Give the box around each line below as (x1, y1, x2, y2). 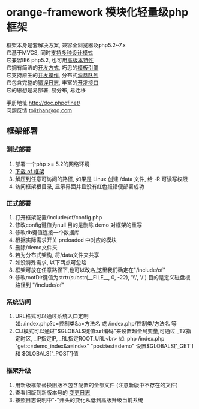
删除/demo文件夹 (14, 243, 58, 251)
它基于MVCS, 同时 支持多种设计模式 (6, 49, 94, 56)
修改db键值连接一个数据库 (14, 228, 80, 236)
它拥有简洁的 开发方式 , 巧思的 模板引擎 (6, 64, 99, 71)
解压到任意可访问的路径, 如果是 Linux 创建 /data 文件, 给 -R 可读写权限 (14, 175, 188, 182)
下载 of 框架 (14, 167, 45, 175)
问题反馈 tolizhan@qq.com (6, 106, 73, 114)
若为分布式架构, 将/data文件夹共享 (14, 251, 99, 258)
